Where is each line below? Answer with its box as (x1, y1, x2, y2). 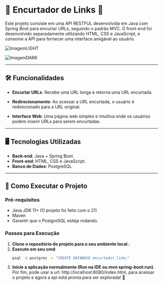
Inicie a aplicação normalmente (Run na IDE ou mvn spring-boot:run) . (12, 264, 155, 270)
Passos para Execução (5, 230, 60, 237)
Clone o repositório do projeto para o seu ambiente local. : (12, 241, 130, 247)
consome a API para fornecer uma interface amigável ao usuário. (5, 36, 135, 42)
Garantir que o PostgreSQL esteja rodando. (12, 218, 98, 224)
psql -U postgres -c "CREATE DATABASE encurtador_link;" (12, 255, 130, 260)
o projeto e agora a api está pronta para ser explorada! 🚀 (12, 274, 125, 281)
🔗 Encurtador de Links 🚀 (5, 4, 103, 16)
